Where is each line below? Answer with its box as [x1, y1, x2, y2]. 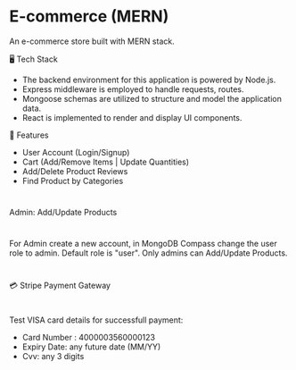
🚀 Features [9, 130, 49, 140]
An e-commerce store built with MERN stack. [9, 36, 176, 46]
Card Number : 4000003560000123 [21, 332, 156, 342]
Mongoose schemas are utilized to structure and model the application [21, 93, 283, 104]
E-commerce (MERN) [9, 6, 169, 27]
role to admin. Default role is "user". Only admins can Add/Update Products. [9, 248, 288, 258]
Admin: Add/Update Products [9, 207, 118, 218]
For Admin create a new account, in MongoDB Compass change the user [9, 239, 278, 249]
